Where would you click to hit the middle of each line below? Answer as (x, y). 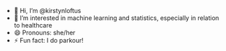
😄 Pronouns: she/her (44, 32)
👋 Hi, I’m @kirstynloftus (47, 11)
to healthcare (33, 25)
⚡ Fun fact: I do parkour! (48, 40)
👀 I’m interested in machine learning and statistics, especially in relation (116, 18)
